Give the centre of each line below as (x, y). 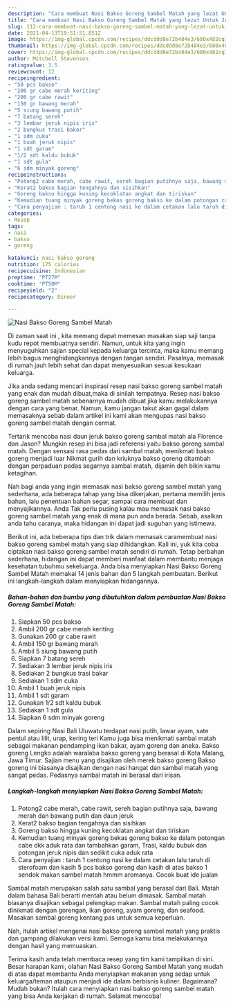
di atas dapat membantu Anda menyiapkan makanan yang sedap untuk (109, 974)
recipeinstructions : (38, 175)
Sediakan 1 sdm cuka (48, 681)
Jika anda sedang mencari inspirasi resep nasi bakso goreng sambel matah (115, 386)
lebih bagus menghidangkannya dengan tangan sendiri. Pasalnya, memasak (116, 358)
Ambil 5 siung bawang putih (57, 651)
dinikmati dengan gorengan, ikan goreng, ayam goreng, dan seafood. (106, 910)
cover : (17, 53)
